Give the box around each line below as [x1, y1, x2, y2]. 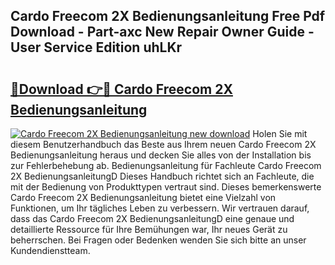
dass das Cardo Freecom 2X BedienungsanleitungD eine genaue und [10, 213, 295, 224]
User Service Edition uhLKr [10, 39, 183, 56]
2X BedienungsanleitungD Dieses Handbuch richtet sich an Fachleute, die [10, 170, 315, 182]
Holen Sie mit [252, 128, 308, 139]
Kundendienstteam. [10, 245, 91, 256]
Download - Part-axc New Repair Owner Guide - [10, 24, 315, 41]
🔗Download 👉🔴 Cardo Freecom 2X [10, 80, 233, 98]
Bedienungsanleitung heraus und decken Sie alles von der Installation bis [10, 149, 312, 161]
